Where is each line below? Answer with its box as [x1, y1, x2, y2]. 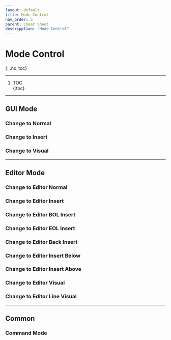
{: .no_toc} [5, 65, 27, 71]
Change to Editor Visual [5, 279, 65, 287]
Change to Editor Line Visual [5, 293, 77, 300]
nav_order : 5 [5, 17, 33, 22]
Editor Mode [5, 168, 45, 177]
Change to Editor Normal [5, 184, 68, 191]
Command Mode [5, 329, 47, 336]
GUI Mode [5, 105, 38, 114]
